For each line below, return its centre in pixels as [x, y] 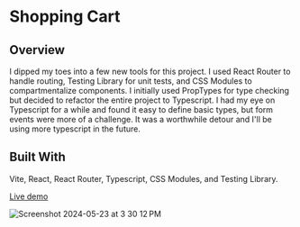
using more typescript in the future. [75, 129]
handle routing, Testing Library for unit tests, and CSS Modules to [131, 81]
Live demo [29, 196]
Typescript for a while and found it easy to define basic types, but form [141, 109]
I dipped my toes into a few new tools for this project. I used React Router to [150, 71]
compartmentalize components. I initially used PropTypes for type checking [150, 91]
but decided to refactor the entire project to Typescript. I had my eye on [142, 100]
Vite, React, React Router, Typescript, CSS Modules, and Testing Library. [144, 178]
